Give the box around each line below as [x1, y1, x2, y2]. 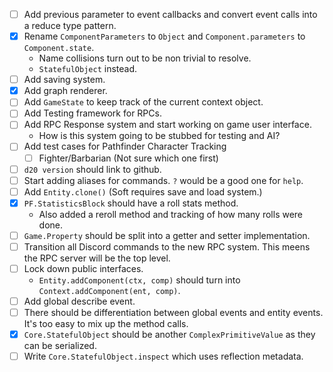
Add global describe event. [23, 295, 136, 307]
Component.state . [23, 42, 95, 54]
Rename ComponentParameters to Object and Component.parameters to [23, 30, 306, 43]
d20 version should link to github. [23, 163, 162, 175]
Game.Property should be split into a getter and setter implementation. [23, 229, 311, 241]
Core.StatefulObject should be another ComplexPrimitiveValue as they [23, 329, 316, 341]
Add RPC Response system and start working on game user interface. [23, 119, 312, 131]
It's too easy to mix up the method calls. [23, 318, 189, 330]
